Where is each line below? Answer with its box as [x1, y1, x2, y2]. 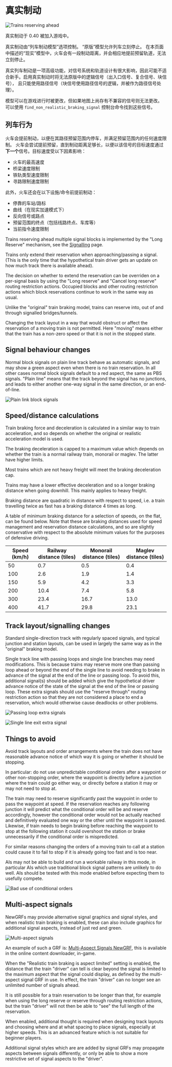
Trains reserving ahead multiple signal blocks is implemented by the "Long [5, 236, 163, 242]
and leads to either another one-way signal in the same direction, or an [5, 381, 155, 387]
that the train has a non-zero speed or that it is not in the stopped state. [5, 330, 156, 337]
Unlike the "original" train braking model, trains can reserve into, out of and [5, 304, 164, 310]
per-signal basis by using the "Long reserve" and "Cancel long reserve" [5, 278, 157, 284]
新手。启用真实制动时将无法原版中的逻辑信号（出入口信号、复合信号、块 [9, 74, 162, 80]
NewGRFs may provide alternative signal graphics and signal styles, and [5, 914, 158, 920]
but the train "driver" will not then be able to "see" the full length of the [5, 1003, 155, 1009]
